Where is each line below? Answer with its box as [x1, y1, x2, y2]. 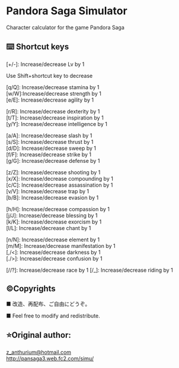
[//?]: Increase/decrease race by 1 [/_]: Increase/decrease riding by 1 [6, 266, 173, 273]
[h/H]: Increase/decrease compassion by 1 [6, 205, 110, 212]
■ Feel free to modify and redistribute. [6, 312, 101, 319]
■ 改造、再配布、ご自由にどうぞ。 [6, 300, 91, 307]
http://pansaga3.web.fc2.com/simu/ [6, 355, 94, 362]
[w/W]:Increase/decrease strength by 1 [6, 90, 102, 97]
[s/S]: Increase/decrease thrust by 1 [6, 138, 94, 145]
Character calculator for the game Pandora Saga [6, 24, 124, 31]
